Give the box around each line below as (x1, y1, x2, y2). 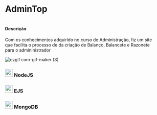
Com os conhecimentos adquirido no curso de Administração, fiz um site (5, 37, 152, 43)
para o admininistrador (5, 47, 51, 53)
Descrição (5, 26, 27, 32)
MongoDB (14, 103, 38, 110)
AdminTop (5, 3, 47, 15)
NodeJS (14, 71, 33, 78)
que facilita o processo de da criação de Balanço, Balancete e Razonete (5, 42, 150, 47)
